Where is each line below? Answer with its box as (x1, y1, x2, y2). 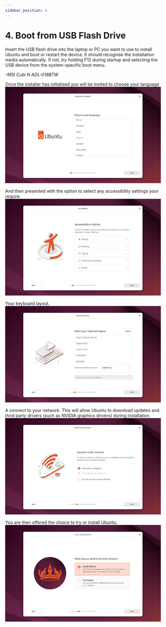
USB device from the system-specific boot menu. (5, 62, 106, 68)
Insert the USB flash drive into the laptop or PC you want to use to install (5, 46, 152, 52)
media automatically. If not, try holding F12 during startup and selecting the (5, 57, 158, 63)
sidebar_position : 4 (5, 8, 48, 13)
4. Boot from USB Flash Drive (5, 30, 126, 41)
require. (5, 193, 21, 200)
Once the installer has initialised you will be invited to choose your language (5, 81, 160, 87)
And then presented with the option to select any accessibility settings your (5, 188, 159, 194)
